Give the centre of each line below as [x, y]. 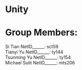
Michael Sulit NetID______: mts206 [40, 63]
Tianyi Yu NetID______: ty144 [34, 52]
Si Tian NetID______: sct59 [32, 47]
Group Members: [42, 33]
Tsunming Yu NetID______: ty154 [38, 57]
